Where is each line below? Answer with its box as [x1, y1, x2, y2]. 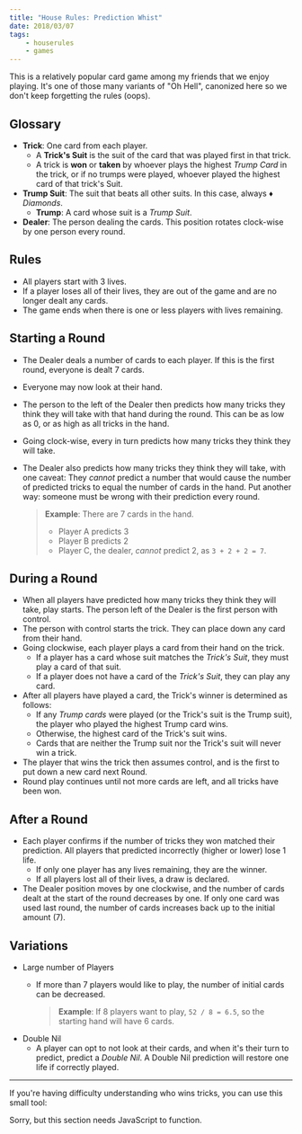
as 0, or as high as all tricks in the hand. [22, 418, 170, 429]
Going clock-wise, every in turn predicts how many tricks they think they [22, 435, 291, 446]
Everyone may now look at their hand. [22, 381, 164, 392]
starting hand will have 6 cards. [58, 1016, 175, 1026]
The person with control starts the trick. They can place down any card [22, 624, 286, 634]
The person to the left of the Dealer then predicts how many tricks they [22, 399, 286, 410]
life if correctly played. [35, 1062, 120, 1072]
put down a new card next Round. [22, 766, 148, 777]
